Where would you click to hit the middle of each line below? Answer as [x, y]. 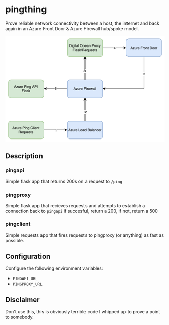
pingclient [18, 224]
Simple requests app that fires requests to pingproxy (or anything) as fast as [85, 235]
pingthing [26, 9]
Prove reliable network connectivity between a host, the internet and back [82, 23]
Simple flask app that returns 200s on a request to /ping [64, 181]
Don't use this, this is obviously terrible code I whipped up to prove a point [83, 312]
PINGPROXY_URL [27, 284]
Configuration [28, 256]
